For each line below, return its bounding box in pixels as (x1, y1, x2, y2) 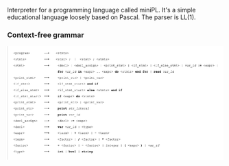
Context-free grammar (7, 30, 84, 40)
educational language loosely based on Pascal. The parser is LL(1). (7, 13, 197, 21)
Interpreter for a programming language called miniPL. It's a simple (7, 6, 196, 14)
